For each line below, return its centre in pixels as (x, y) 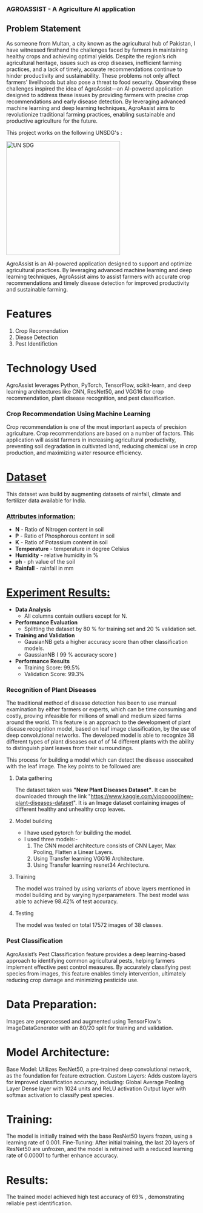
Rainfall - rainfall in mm (44, 568)
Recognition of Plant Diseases (52, 690)
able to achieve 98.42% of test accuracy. (66, 901)
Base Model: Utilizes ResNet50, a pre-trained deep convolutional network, (99, 1069)
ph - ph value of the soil (45, 562)
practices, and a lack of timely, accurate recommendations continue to (94, 69)
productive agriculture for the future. (52, 121)
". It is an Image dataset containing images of (129, 803)
